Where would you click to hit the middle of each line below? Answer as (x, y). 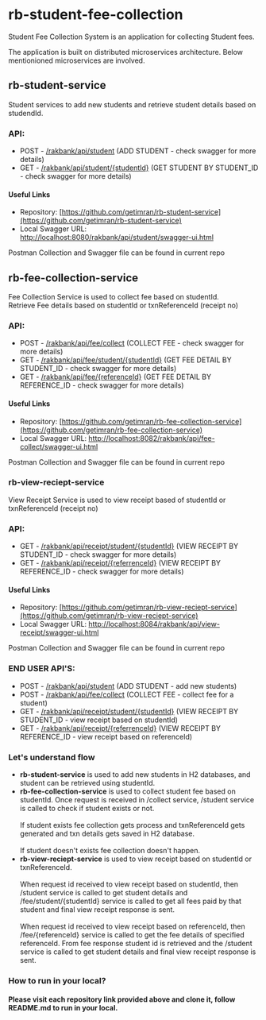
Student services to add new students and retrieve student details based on (132, 104)
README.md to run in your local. (63, 1008)
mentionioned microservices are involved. (77, 60)
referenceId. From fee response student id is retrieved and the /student (136, 943)
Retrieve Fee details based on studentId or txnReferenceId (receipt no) (123, 305)
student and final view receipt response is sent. (97, 909)
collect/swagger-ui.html (59, 446)
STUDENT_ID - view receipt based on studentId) (99, 720)
